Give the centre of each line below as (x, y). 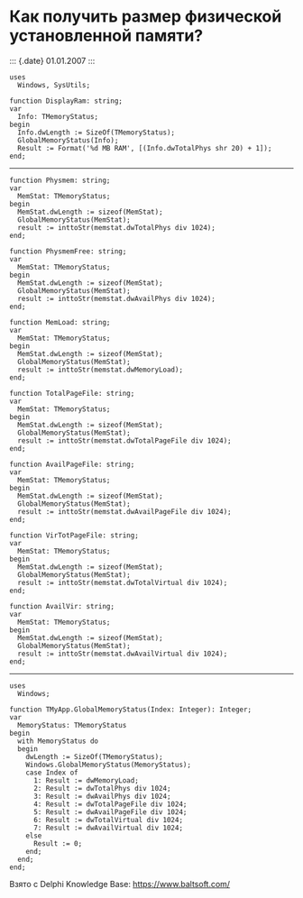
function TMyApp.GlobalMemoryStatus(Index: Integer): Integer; (131, 710)
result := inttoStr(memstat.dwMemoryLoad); (100, 370)
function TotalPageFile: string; (72, 393)
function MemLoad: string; (60, 322)
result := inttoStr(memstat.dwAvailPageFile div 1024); (124, 511)
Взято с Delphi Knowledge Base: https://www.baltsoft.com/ (120, 884)
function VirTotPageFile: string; (74, 535)
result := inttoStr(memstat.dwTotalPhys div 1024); (117, 227)
